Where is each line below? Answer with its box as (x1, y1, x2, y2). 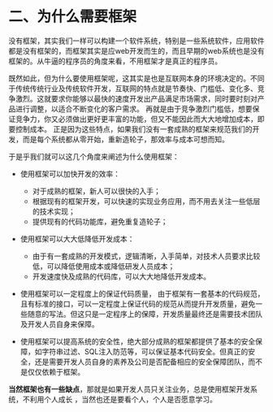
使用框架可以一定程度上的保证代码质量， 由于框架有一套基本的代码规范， (19, 288, 265, 298)
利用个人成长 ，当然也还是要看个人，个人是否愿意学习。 (29, 394, 217, 404)
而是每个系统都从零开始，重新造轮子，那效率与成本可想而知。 (22, 134, 229, 144)
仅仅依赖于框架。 (27, 366, 85, 376)
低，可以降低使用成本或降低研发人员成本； (32, 261, 175, 271)
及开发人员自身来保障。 (19, 319, 99, 329)
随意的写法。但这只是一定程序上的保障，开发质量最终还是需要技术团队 (27, 309, 262, 319)
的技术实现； (32, 206, 76, 216)
